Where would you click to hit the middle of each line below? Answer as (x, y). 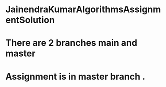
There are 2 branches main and (71, 43)
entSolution (30, 20)
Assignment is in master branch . (75, 77)
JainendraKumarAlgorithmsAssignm (83, 9)
